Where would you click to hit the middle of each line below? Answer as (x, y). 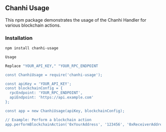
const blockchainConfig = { (34, 88)
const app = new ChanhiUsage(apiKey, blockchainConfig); (65, 111)
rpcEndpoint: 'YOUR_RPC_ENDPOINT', (46, 93)
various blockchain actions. (33, 25)
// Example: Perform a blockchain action (48, 120)
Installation (19, 38)
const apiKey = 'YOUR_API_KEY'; (38, 84)
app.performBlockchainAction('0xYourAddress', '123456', (65, 124)
